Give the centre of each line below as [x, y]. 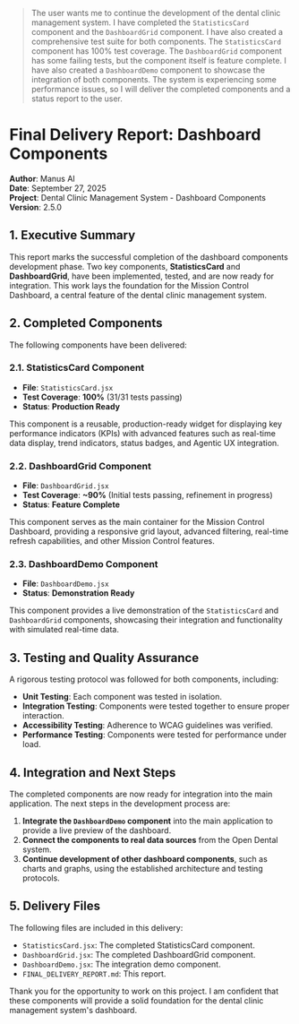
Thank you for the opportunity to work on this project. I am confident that [144, 991]
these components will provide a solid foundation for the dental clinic [137, 1000]
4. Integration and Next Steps [93, 773]
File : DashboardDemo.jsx [65, 584]
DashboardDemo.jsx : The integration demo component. [121, 964]
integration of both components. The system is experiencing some [154, 79]
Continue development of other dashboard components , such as [145, 859]
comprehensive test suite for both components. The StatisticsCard [156, 41]
